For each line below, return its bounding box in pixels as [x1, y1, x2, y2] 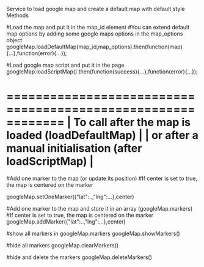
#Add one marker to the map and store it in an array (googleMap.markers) [6, 205, 193, 212]
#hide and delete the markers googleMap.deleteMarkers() [6, 254, 153, 261]
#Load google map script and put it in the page [6, 61, 125, 69]
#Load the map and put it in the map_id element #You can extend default [6, 24, 190, 31]
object [6, 37, 23, 43]
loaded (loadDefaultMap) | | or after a [6, 129, 199, 143]
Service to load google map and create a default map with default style [6, 6, 185, 12]
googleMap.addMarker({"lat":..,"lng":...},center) [6, 217, 126, 225]
